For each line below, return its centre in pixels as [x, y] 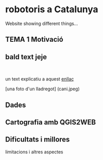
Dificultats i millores [38, 139]
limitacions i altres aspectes [34, 152]
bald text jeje [26, 57]
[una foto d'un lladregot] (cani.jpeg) [43, 89]
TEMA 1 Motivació [34, 39]
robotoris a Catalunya [52, 9]
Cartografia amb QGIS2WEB [51, 122]
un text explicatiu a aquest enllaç [40, 79]
